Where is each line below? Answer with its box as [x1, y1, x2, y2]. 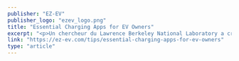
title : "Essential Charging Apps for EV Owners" [7, 23, 154, 30]
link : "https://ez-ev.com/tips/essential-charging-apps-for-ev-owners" [7, 36, 224, 43]
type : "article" [7, 43, 55, 50]
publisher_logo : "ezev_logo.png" [7, 17, 107, 24]
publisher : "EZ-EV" [7, 10, 65, 18]
